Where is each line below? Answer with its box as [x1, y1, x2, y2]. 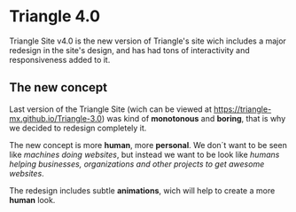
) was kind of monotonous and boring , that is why [101, 113, 286, 123]
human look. [9, 194, 56, 205]
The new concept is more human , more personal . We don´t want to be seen [9, 139, 288, 150]
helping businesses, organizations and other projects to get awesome [9, 158, 265, 169]
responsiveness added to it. [9, 54, 111, 65]
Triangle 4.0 [9, 6, 100, 27]
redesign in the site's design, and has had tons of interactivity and [9, 44, 250, 55]
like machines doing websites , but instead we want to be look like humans [9, 149, 280, 160]
